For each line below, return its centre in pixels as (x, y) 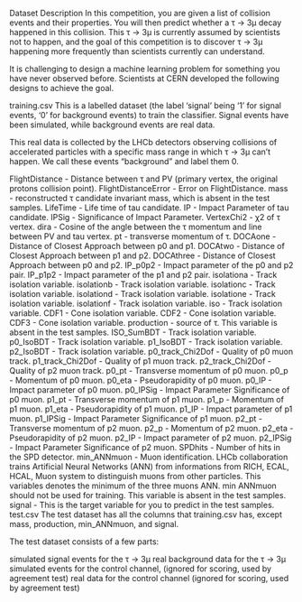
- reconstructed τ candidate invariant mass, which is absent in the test (140, 198)
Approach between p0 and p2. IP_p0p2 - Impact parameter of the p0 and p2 (151, 265)
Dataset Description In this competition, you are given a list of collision (140, 13)
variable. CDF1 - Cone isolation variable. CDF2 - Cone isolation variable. (143, 313)
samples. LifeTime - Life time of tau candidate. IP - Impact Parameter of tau (149, 208)
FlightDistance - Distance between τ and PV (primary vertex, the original (143, 179)
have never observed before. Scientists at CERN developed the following (144, 79)
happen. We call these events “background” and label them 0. (124, 161)
